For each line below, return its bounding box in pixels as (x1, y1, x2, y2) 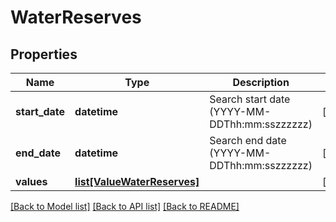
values (15, 175, 48, 188)
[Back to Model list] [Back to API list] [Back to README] (10, 201, 240, 212)
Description (232, 76, 290, 89)
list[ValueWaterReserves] (74, 175, 200, 188)
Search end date (209, 134, 287, 147)
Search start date (209, 92, 291, 106)
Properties (10, 46, 78, 63)
